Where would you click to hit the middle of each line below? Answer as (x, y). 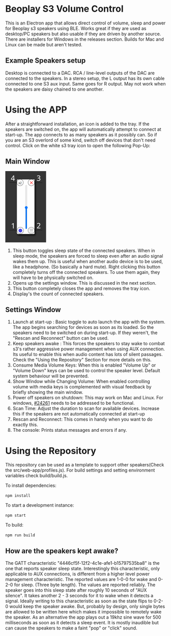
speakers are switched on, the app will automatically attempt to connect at (83, 129)
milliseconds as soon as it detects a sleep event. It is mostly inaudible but (82, 623)
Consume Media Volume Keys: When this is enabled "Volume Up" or (84, 365)
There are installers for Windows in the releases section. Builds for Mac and (85, 39)
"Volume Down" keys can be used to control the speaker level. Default (86, 371)
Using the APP (36, 109)
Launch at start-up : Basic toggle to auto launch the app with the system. (89, 322)
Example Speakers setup (46, 61)
